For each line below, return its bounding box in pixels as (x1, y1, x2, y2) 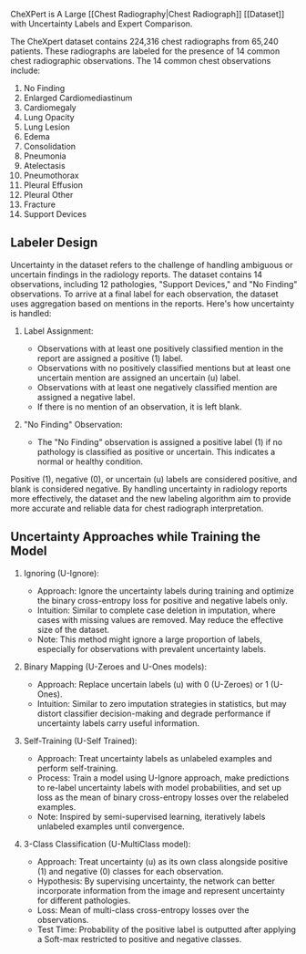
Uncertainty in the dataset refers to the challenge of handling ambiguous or (10, 259, 293, 270)
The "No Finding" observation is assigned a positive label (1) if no (36, 436, 283, 447)
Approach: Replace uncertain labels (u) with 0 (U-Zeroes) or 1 (36, 679, 270, 690)
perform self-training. (36, 762, 118, 773)
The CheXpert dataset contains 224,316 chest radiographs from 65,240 (10, 36, 279, 47)
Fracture (23, 199, 56, 210)
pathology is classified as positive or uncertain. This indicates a (36, 446, 276, 457)
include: (10, 65, 41, 76)
